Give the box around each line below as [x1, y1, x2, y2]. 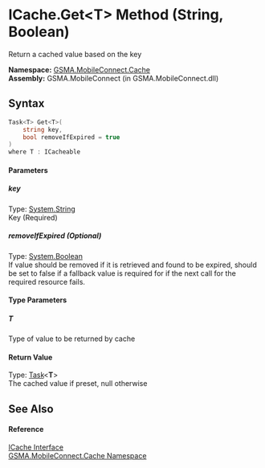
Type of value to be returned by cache [8, 334, 136, 343]
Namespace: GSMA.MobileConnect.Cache [8, 64, 151, 74]
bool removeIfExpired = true [22, 133, 120, 142]
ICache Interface [8, 442, 64, 452]
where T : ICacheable [8, 148, 81, 156]
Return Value [8, 352, 53, 362]
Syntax [8, 96, 45, 110]
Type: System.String [8, 203, 76, 214]
